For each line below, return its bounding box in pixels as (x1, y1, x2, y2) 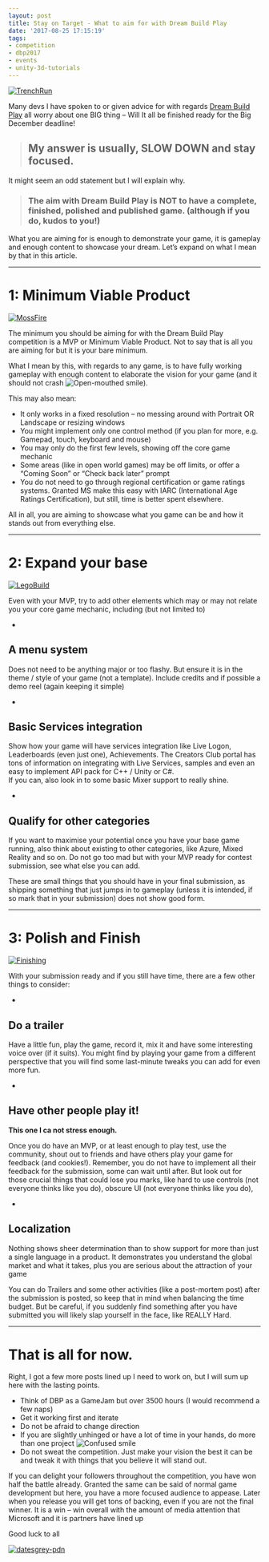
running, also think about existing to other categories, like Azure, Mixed (8, 844, 243, 854)
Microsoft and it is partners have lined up (8, 1514, 144, 1524)
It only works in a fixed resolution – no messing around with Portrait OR (19, 409, 255, 418)
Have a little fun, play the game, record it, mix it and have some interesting (8, 1039, 254, 1049)
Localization (8, 1222, 71, 1236)
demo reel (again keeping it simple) (8, 681, 125, 691)
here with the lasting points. (8, 1380, 100, 1390)
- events (8, 57, 38, 65)
